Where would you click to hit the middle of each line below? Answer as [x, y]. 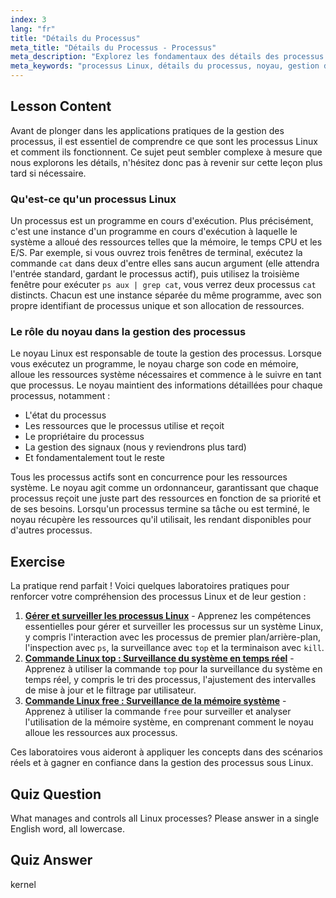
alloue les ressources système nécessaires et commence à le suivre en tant [166, 375]
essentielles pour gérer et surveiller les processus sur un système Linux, [174, 627]
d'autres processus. [51, 530]
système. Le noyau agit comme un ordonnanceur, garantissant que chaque [165, 488]
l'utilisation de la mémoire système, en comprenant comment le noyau [169, 722]
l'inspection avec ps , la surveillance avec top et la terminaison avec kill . [174, 648]
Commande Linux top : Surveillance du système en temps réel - [159, 658]
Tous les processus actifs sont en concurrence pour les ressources [149, 477]
